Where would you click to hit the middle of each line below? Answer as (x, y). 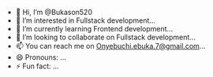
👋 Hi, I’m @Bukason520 (54, 12)
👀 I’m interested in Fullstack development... (86, 20)
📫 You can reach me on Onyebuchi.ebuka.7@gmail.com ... (110, 46)
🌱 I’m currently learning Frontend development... (94, 29)
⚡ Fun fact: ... (37, 66)
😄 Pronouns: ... (41, 57)
